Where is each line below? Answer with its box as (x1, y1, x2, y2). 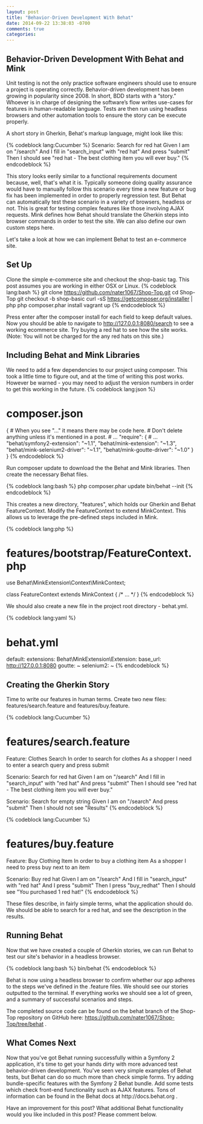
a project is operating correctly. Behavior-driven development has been (6, 85, 184, 93)
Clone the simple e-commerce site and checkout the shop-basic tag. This (6, 276, 190, 283)
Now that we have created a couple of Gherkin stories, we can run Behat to (6, 946, 193, 954)
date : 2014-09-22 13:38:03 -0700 (6, 20, 91, 26)
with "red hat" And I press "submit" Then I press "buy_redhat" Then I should (6, 882, 196, 889)
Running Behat (6, 930, 63, 941)
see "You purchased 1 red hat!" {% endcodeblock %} (6, 888, 139, 896)
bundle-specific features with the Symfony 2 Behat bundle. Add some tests (6, 1079, 194, 1087)
